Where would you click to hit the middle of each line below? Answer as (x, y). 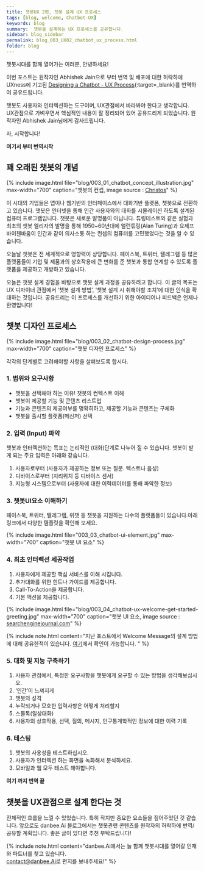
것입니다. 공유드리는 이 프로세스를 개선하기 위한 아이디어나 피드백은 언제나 (110, 297)
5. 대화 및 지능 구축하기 (38, 661)
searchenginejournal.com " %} (44, 623)
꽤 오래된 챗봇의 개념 (42, 167)
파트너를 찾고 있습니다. (40, 854)
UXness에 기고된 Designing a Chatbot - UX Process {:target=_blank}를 (93, 84)
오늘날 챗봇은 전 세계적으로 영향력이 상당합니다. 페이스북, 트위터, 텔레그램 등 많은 (102, 254)
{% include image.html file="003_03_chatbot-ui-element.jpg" (83, 535)
